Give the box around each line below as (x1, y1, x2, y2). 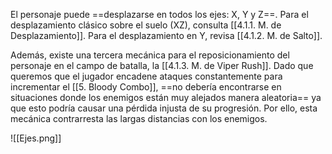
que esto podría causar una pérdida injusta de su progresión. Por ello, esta (10, 102, 318, 114)
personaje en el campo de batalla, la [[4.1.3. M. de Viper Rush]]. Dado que (10, 60, 314, 71)
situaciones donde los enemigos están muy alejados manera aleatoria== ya (10, 92, 322, 103)
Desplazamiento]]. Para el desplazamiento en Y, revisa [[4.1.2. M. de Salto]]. (10, 30, 323, 41)
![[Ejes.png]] (10, 132, 62, 144)
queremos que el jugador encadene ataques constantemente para (10, 70, 283, 82)
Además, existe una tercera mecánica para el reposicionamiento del (10, 49, 290, 61)
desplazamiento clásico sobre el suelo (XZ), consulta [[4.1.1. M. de (10, 19, 282, 31)
